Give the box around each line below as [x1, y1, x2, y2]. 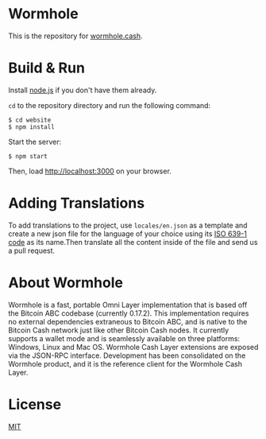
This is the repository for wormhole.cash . [8, 31, 143, 41]
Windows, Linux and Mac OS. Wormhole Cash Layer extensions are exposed [8, 342, 259, 352]
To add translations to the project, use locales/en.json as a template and [8, 220, 248, 230]
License [8, 395, 62, 414]
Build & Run [8, 59, 86, 77]
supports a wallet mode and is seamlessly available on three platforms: [8, 333, 241, 343]
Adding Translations [8, 194, 145, 212]
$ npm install [8, 122, 56, 131]
